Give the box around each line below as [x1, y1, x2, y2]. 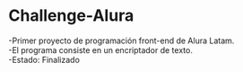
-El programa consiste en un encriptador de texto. [8, 44, 194, 55]
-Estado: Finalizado [8, 54, 80, 65]
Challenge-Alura [8, 5, 135, 26]
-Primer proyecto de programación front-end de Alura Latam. [8, 35, 235, 46]
